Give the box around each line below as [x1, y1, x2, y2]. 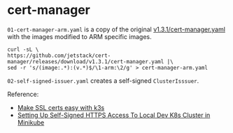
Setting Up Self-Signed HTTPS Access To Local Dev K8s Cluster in [17, 111, 211, 119]
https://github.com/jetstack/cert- [7, 52, 111, 59]
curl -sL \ [7, 46, 39, 53]
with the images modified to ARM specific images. [7, 32, 152, 40]
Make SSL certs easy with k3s [17, 103, 105, 111]
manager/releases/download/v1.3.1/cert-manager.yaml [7, 58, 164, 65]
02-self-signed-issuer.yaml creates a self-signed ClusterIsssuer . [7, 76, 199, 85]
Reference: [7, 90, 39, 98]
